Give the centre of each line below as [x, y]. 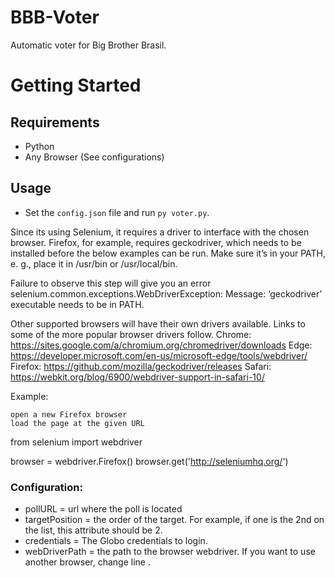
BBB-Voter [55, 17]
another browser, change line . [87, 562]
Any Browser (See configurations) [94, 157]
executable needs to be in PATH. [77, 304]
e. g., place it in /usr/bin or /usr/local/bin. [94, 263]
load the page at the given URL [77, 423]
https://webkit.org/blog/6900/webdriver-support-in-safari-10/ [137, 377]
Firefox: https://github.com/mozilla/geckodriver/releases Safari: [141, 366]
